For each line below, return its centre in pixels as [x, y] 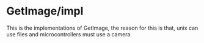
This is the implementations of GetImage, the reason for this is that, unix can [102, 28]
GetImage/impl [45, 11]
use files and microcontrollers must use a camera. [69, 34]
